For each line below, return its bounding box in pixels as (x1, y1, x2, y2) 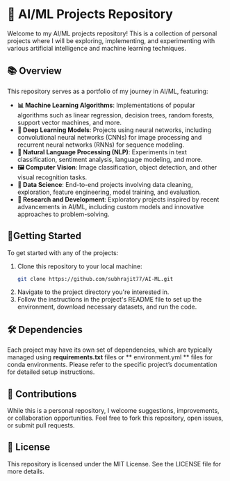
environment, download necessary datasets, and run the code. (17, 302, 197, 311)
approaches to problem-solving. (17, 210, 110, 218)
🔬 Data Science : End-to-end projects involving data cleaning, (17, 180, 193, 188)
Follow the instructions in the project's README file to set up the (17, 295, 202, 304)
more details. (7, 467, 45, 475)
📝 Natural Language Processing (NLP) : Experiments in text (17, 147, 188, 156)
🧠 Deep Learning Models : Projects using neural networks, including (17, 125, 212, 134)
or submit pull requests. (7, 421, 75, 430)
